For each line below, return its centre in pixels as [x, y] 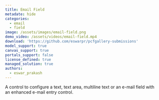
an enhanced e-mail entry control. [39, 92]
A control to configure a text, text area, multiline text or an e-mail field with [80, 87]
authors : [14, 69]
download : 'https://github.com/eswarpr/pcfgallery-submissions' [72, 41]
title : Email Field [25, 10]
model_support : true [26, 46]
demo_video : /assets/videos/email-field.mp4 [51, 37]
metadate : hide [20, 14]
